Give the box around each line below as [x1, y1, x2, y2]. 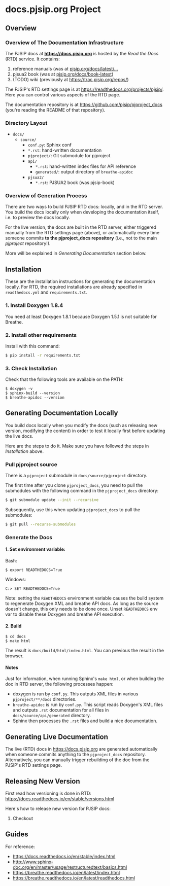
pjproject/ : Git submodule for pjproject [27, 153, 111, 159]
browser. [5, 653, 24, 659]
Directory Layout [5, 119, 48, 126]
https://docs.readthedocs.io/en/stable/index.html [12, 853, 116, 859]
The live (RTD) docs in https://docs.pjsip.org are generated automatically [5, 746, 158, 752]
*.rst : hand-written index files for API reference [35, 163, 136, 169]
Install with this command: [5, 343, 60, 349]
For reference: [5, 843, 36, 849]
